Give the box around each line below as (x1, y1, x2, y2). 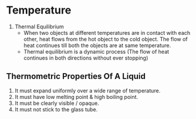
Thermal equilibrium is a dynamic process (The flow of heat (23, 48, 169, 55)
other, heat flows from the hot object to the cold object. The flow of (23, 35, 188, 42)
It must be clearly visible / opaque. (14, 100, 99, 107)
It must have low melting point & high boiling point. (14, 93, 138, 100)
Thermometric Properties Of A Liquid (6, 71, 146, 81)
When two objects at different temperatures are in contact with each (23, 29, 191, 36)
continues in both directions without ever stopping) (23, 54, 149, 61)
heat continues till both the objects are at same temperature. (23, 42, 171, 49)
